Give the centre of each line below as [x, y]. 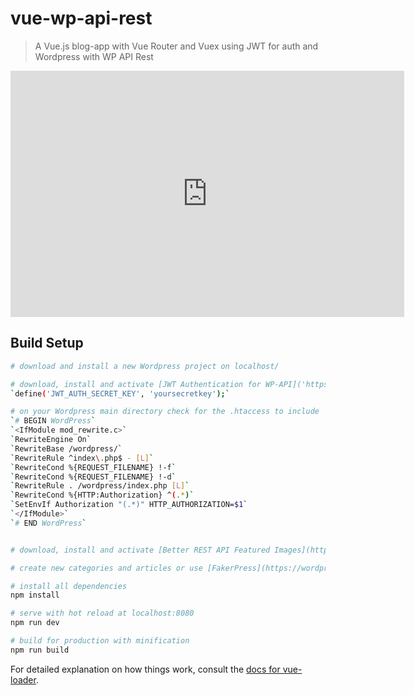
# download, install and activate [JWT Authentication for [136, 384]
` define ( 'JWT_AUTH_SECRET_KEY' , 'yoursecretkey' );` [120, 393]
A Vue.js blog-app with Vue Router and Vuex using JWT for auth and [176, 46]
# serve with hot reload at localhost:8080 [102, 613]
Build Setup [47, 343]
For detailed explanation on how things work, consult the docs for [145, 669]
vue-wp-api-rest [81, 18]
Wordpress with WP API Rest [94, 56]
